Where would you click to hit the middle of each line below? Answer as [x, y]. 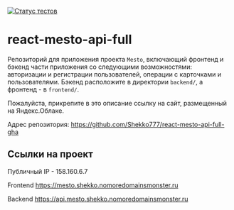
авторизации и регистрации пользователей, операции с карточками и [115, 74]
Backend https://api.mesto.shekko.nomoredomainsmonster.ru [98, 199]
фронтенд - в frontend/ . [43, 89]
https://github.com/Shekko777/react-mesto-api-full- [148, 124]
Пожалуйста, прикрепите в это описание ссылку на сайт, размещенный [117, 103]
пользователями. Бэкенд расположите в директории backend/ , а [105, 82]
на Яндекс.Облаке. [36, 111]
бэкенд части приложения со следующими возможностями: [100, 67]
